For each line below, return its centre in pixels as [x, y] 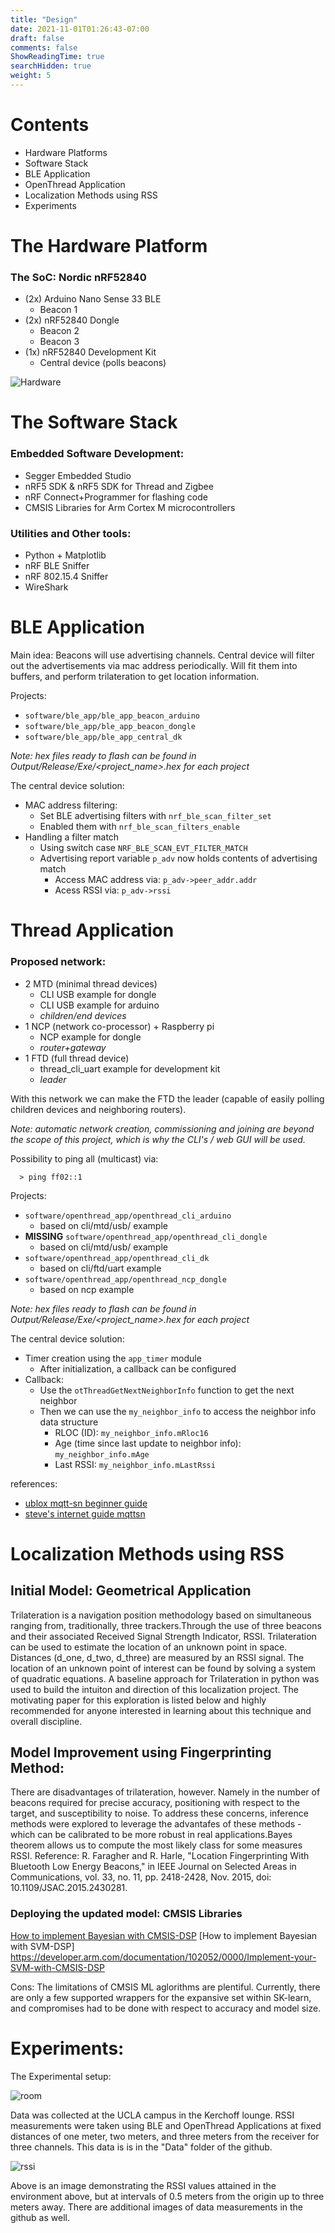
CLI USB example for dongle [98, 994]
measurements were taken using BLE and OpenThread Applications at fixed [166, 2125]
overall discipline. [46, 1721]
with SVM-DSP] [42, 1946]
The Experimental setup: [61, 2076]
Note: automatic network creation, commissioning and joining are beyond [162, 1128]
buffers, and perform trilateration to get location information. [135, 677]
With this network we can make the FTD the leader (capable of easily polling [167, 1098]
